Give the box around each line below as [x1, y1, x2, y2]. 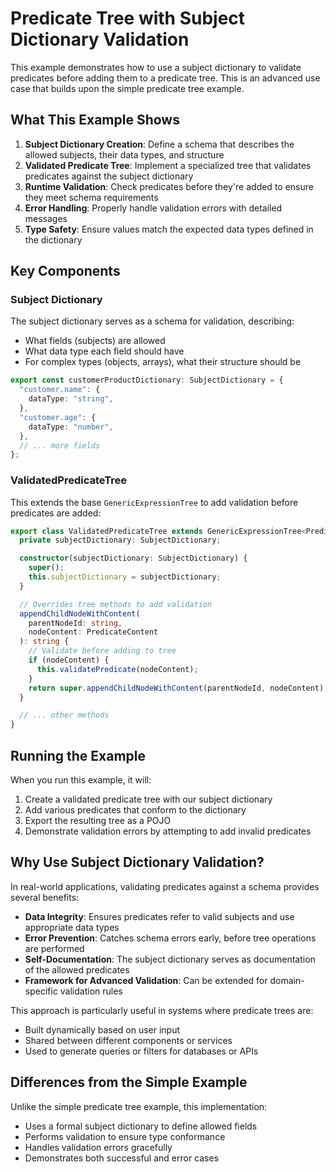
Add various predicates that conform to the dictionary [24, 804, 247, 816]
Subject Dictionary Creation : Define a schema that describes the [24, 138, 295, 150]
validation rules [59, 985, 123, 997]
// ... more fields [19, 440, 101, 451]
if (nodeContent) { [28, 655, 110, 666]
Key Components [10, 263, 121, 280]
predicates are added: [10, 507, 102, 519]
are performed [24, 942, 85, 954]
